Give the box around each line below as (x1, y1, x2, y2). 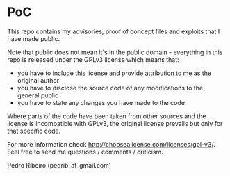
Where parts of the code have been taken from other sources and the (7, 112, 206, 120)
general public (17, 91, 59, 99)
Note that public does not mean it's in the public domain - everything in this (7, 48, 223, 56)
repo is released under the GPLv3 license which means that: (7, 55, 179, 63)
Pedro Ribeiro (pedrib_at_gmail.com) (7, 161, 112, 169)
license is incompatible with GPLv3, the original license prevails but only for (7, 119, 223, 127)
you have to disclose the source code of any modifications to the (17, 83, 204, 92)
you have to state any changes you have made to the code (17, 98, 186, 106)
